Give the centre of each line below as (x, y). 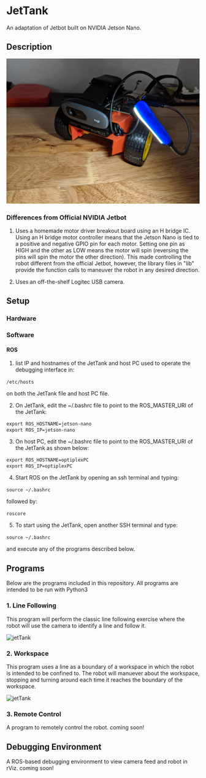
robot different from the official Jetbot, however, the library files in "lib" (105, 263)
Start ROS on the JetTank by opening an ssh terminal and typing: (97, 478)
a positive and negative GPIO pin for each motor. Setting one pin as (100, 244)
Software (21, 335)
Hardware (21, 319)
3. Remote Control (34, 714)
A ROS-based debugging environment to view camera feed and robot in (97, 761)
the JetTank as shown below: (52, 448)
